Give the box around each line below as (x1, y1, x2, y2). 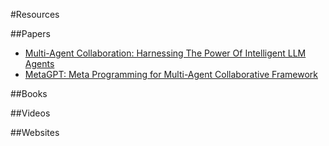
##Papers (10, 28, 51, 39)
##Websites (10, 127, 60, 138)
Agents (24, 58, 55, 69)
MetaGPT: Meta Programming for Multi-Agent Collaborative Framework (24, 69, 319, 80)
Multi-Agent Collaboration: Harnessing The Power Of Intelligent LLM (24, 47, 307, 59)
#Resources (10, 9, 60, 20)
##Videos (10, 107, 51, 119)
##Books (10, 88, 48, 99)
